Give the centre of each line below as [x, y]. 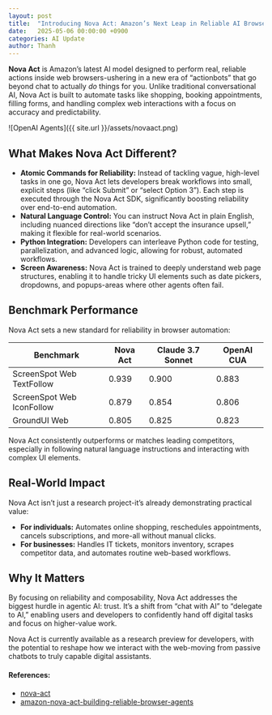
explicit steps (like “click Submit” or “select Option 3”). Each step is [132, 190]
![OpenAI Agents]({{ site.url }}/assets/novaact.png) [93, 128]
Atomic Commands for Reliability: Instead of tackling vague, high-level [140, 173]
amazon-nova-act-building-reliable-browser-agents [107, 701]
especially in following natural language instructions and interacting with [129, 449]
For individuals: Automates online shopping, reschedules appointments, [140, 527]
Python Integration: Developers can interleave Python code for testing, [139, 242]
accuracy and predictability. [55, 112]
